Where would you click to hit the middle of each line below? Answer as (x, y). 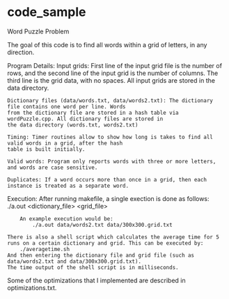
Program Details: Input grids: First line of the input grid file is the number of (115, 65)
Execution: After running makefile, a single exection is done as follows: (109, 198)
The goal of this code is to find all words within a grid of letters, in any (107, 45)
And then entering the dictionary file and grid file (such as (101, 255)
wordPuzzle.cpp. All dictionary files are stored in (85, 119)
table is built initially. (46, 149)
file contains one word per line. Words (67, 106)
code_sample (47, 12)
